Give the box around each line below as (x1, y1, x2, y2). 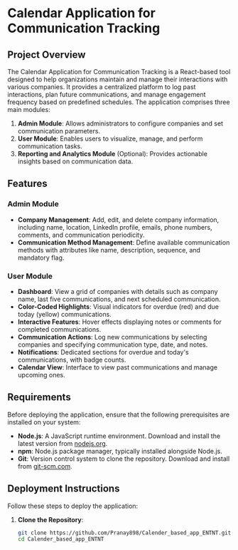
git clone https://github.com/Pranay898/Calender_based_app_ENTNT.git (17, 529, 232, 536)
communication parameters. (17, 127, 101, 135)
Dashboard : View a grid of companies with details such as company (17, 287, 218, 295)
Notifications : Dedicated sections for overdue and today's (17, 347, 190, 356)
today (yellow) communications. (17, 310, 112, 318)
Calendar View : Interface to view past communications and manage (17, 362, 218, 372)
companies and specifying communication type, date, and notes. (17, 340, 208, 349)
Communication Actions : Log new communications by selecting (17, 332, 207, 341)
